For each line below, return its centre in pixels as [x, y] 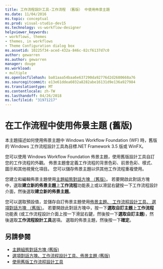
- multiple [16, 73]
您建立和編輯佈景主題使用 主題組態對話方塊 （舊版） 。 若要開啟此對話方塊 [77, 179]
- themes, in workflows [29, 41]
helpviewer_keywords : [27, 32]
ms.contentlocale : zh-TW [30, 91]
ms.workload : [18, 69]
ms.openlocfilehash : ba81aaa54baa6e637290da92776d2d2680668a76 [70, 77]
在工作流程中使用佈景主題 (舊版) [69, 126]
